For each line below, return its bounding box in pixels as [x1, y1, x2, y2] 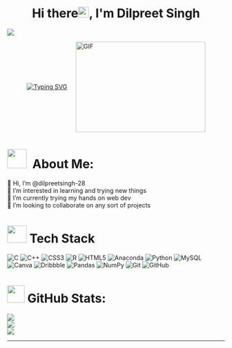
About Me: [32, 156, 95, 172]
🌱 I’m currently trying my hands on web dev [7, 194, 131, 202]
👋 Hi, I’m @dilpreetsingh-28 [7, 178, 86, 187]
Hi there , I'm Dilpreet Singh [32, 6, 200, 21]
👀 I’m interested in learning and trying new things [7, 186, 147, 194]
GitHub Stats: [27, 291, 106, 306]
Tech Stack [29, 231, 95, 247]
